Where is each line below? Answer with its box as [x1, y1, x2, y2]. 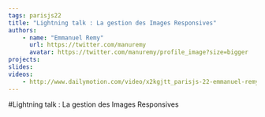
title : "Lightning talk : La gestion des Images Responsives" [8, 19, 217, 27]
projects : [8, 56, 41, 64]
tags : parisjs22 [8, 11, 62, 20]
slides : [8, 63, 34, 71]
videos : [8, 70, 34, 78]
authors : [8, 26, 37, 34]
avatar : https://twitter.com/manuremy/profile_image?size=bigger [28, 48, 248, 56]
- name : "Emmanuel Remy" [22, 33, 104, 42]
